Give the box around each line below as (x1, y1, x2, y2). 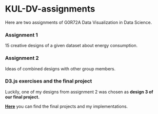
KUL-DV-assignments (5, 3, 95, 15)
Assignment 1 (5, 32, 38, 38)
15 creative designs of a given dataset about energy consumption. (5, 43, 138, 49)
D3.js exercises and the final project (5, 78, 92, 84)
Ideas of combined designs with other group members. (5, 65, 116, 71)
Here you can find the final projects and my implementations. (5, 103, 128, 109)
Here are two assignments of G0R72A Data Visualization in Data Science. (5, 19, 152, 25)
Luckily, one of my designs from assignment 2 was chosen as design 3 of (5, 89, 154, 95)
